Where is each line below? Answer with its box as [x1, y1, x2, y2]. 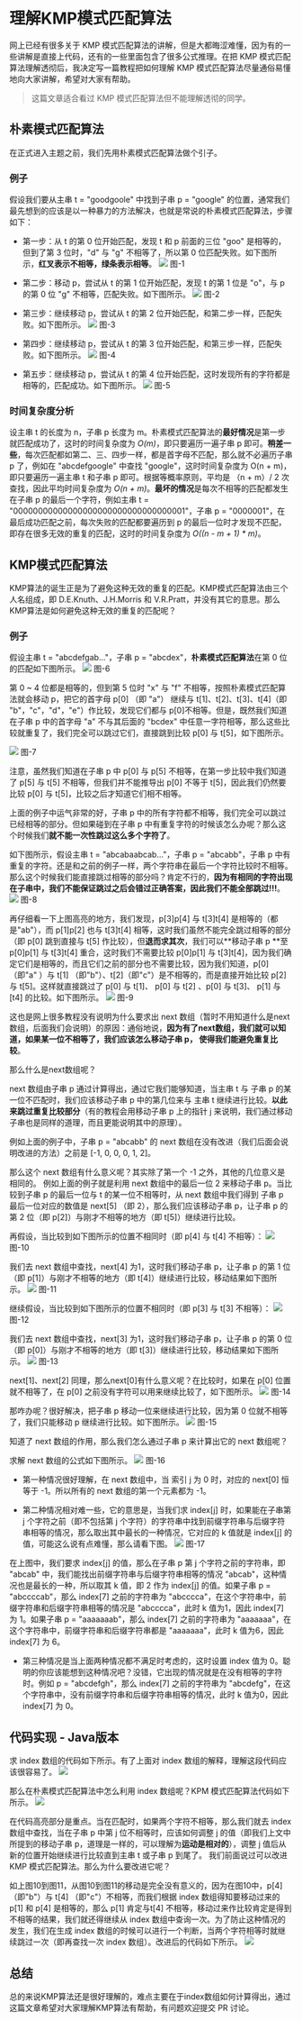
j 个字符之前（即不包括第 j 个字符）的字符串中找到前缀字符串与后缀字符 [22, 1516, 286, 1527]
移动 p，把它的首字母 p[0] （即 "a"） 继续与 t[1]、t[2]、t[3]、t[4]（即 [32, 694, 288, 705]
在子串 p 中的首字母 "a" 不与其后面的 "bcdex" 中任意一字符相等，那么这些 [9, 716, 282, 727]
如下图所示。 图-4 [38, 350, 117, 360]
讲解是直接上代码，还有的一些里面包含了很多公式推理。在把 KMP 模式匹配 [16, 50, 291, 61]
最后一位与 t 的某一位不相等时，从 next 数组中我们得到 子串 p [58, 1189, 284, 1200]
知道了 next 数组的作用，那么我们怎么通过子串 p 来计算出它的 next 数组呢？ [9, 1436, 289, 1447]
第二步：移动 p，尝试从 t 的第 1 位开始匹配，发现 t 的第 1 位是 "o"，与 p [22, 278, 286, 288]
